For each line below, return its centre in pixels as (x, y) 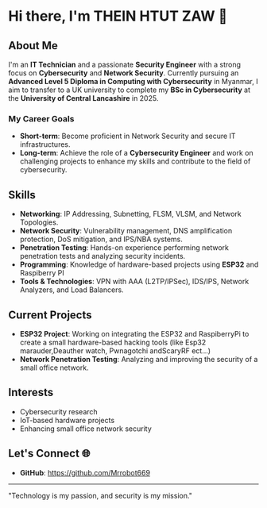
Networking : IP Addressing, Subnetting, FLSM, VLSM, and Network (131, 214)
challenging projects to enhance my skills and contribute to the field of (135, 161)
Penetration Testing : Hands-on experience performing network (124, 248)
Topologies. (39, 222)
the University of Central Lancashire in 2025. (83, 98)
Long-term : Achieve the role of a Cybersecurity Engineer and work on (136, 153)
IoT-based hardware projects (67, 420)
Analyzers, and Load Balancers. (72, 290)
